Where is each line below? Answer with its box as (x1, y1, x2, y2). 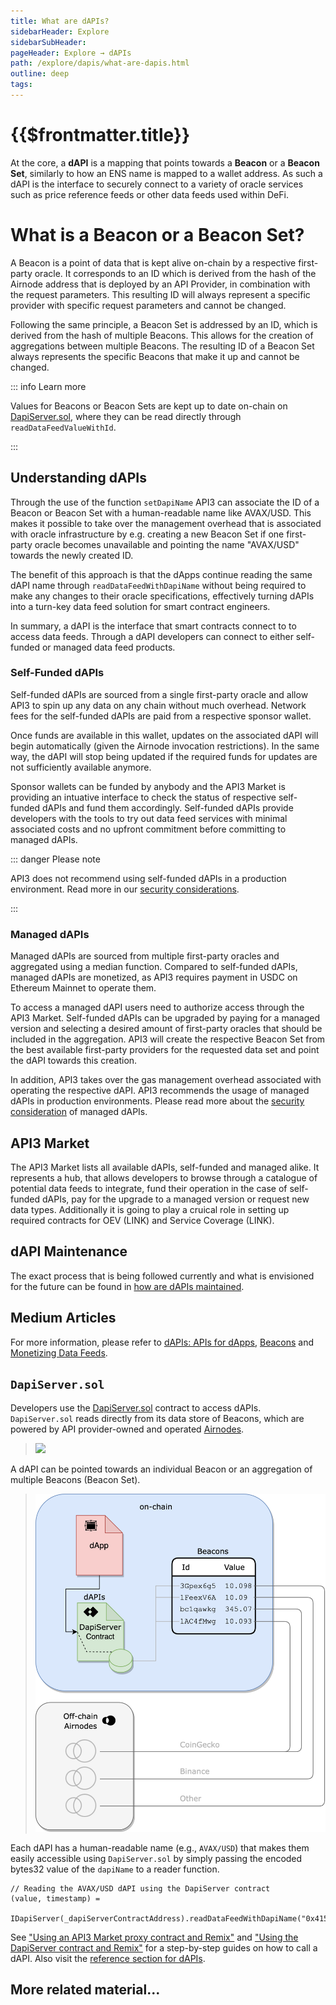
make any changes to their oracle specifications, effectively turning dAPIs (10, 590, 315, 602)
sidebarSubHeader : (10, 37, 87, 47)
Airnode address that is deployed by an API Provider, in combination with (10, 278, 311, 290)
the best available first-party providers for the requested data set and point (10, 1044, 320, 1056)
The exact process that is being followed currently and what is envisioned (10, 1270, 315, 1282)
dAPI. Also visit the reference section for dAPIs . (10, 1952, 206, 1964)
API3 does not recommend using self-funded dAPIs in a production (10, 872, 287, 884)
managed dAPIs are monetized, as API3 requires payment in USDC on (10, 971, 298, 984)
